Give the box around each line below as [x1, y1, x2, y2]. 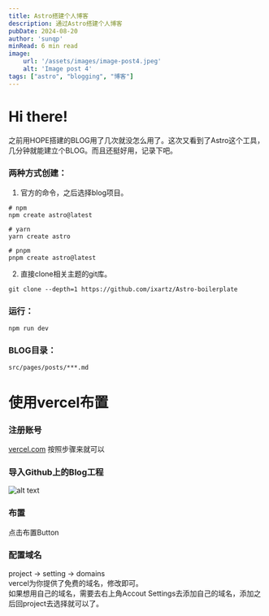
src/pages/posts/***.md [8, 363, 89, 372]
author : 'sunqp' [8, 34, 63, 43]
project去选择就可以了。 [22, 598, 104, 608]
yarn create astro [8, 232, 71, 241]
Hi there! [8, 107, 68, 126]
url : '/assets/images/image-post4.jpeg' [23, 58, 162, 66]
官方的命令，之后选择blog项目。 [20, 188, 128, 197]
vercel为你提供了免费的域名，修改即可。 [8, 578, 144, 588]
